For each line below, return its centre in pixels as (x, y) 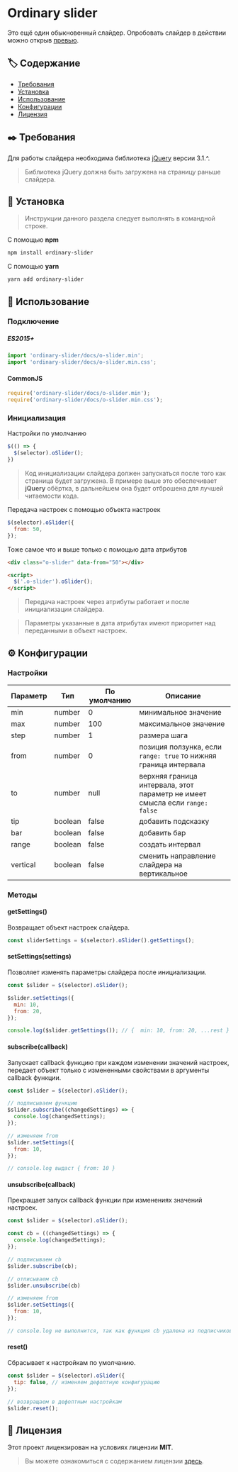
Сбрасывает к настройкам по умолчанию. (72, 1363)
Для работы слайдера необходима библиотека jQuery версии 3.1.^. (109, 158)
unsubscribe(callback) (41, 1184)
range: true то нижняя (178, 755)
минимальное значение (180, 712)
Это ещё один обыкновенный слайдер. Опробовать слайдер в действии (117, 33)
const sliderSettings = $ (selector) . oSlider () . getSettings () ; (101, 940)
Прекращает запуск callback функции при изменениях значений (105, 1200)
